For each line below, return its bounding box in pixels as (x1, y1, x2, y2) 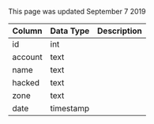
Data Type (50, 25, 90, 36)
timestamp (50, 103, 90, 114)
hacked (12, 77, 40, 88)
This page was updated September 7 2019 (8, 7, 146, 16)
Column (12, 25, 43, 36)
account (12, 51, 43, 62)
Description (97, 25, 142, 36)
